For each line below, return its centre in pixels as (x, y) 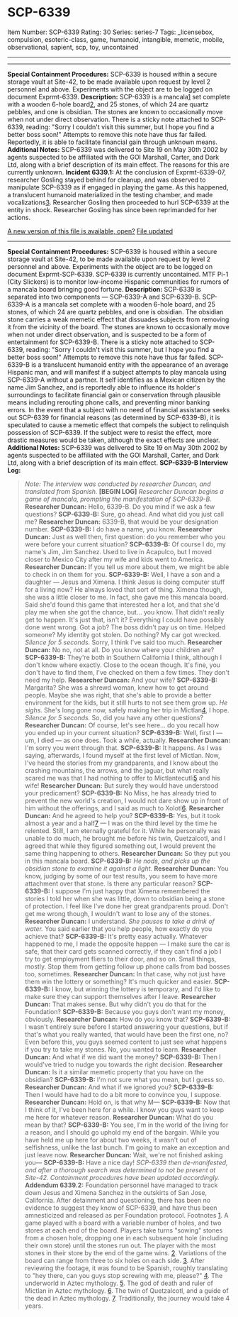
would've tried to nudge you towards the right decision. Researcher (124, 1064)
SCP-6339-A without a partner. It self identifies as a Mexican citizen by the (117, 380)
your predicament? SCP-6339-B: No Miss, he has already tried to (121, 793)
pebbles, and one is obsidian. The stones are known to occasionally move (115, 111)
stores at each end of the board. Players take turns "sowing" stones (124, 1230)
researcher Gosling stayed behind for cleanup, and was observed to (107, 180)
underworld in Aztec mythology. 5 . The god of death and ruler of (119, 1283)
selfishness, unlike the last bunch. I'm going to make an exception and (127, 1147)
